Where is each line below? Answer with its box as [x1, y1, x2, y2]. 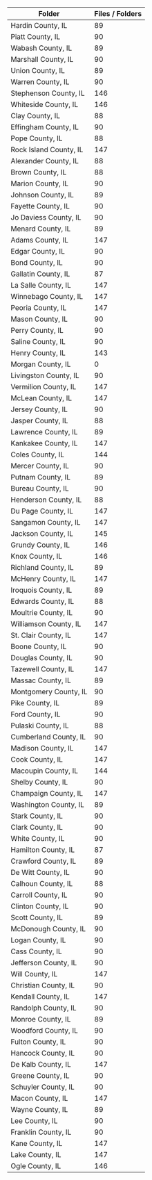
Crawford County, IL [10, 856, 77, 866]
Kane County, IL [10, 1139, 63, 1148]
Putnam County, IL [10, 473, 71, 482]
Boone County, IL [10, 642, 67, 651]
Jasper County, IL [10, 416, 68, 425]
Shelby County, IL [10, 778, 68, 787]
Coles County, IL [10, 450, 64, 459]
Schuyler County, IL [10, 1082, 75, 1092]
